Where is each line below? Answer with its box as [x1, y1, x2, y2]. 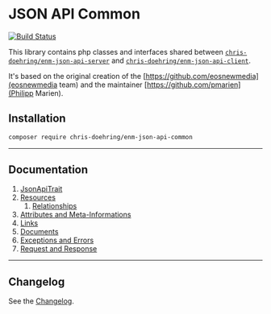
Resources [19, 192, 56, 202]
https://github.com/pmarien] [146, 80, 241, 89]
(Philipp [8, 88, 34, 97]
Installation [8, 112, 66, 126]
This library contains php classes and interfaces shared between [8, 47, 224, 56]
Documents [19, 227, 59, 237]
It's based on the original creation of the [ [8, 71, 147, 81]
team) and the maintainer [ [59, 80, 148, 89]
